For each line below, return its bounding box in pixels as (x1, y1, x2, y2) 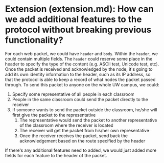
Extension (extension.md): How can (5, 3, 154, 15)
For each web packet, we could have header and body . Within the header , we (5, 50, 158, 57)
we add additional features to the (5, 14, 142, 25)
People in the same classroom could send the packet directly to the (12, 96, 148, 102)
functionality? (5, 35, 64, 46)
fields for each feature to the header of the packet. (5, 152, 107, 158)
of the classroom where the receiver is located (19, 122, 114, 128)
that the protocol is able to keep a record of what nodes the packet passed (5, 77, 156, 82)
